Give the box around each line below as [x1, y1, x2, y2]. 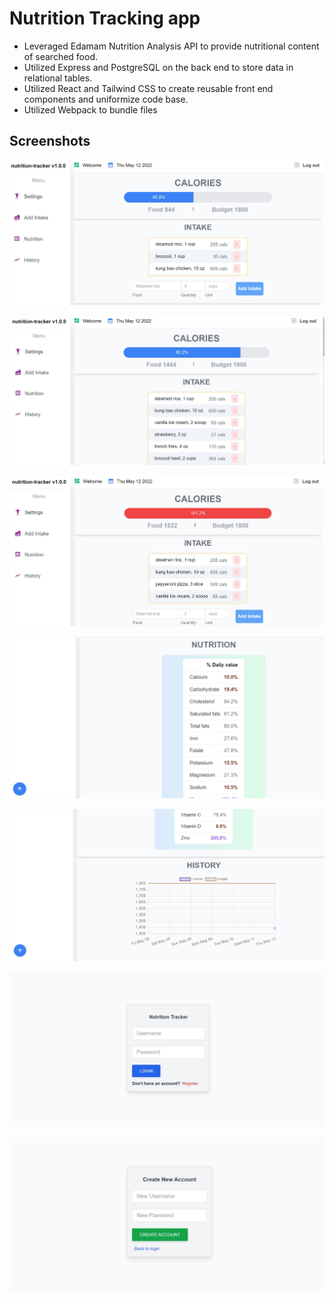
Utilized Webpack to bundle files [23, 103, 158, 116]
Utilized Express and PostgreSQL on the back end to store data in [23, 61, 294, 73]
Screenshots [9, 133, 91, 150]
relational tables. [23, 72, 93, 84]
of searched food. [23, 50, 99, 62]
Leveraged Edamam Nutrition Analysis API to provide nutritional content [23, 40, 320, 52]
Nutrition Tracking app [9, 7, 201, 30]
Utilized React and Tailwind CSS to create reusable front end [23, 82, 274, 94]
